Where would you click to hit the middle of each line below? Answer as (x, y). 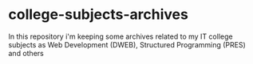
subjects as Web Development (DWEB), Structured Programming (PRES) (127, 44)
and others (26, 53)
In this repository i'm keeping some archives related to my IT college (121, 36)
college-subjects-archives (99, 15)
